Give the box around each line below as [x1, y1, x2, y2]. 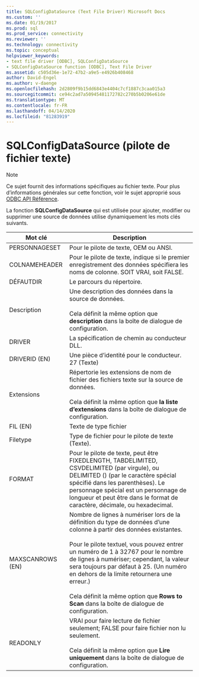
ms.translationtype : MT [6, 97, 65, 103]
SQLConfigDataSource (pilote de [6, 139, 171, 152]
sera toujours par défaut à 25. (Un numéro [69, 562, 187, 571]
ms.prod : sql [6, 25, 38, 31]
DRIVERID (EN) [9, 355, 51, 363]
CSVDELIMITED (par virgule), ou [69, 464, 160, 472]
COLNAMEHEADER [9, 260, 63, 269]
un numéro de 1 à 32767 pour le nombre [69, 548, 184, 556]
